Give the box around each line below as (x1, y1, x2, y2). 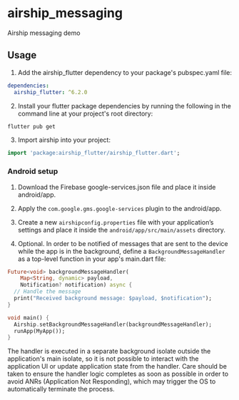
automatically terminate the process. (7, 385, 116, 394)
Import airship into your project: (17, 135, 111, 144)
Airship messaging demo (7, 29, 81, 37)
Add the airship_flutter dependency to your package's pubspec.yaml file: (17, 68, 232, 76)
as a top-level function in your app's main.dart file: (17, 255, 166, 263)
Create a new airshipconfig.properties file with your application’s (17, 217, 214, 226)
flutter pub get (7, 123, 56, 130)
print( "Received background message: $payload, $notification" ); (14, 294, 213, 302)
